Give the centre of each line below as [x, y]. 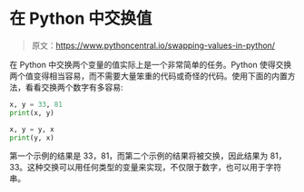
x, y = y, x [32, 129]
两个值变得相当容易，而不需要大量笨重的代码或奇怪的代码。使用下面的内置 [148, 76]
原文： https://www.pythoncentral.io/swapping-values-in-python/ [153, 45]
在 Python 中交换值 [81, 19]
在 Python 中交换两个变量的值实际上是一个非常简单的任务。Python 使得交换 [151, 64]
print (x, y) [32, 113]
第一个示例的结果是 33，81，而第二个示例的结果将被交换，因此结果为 [139, 156]
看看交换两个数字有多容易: [74, 87]
